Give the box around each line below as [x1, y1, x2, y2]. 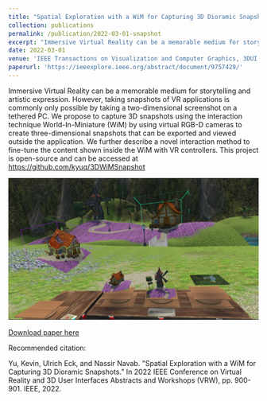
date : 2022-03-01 [8, 46, 66, 55]
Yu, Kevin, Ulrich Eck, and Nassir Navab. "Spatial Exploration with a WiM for [8, 359, 257, 368]
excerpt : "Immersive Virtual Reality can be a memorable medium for [8, 38, 240, 46]
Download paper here [8, 328, 79, 337]
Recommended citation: [8, 343, 87, 353]
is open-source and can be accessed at [8, 154, 139, 163]
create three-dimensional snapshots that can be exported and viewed [8, 128, 237, 138]
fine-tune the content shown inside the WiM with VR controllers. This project [8, 145, 259, 154]
